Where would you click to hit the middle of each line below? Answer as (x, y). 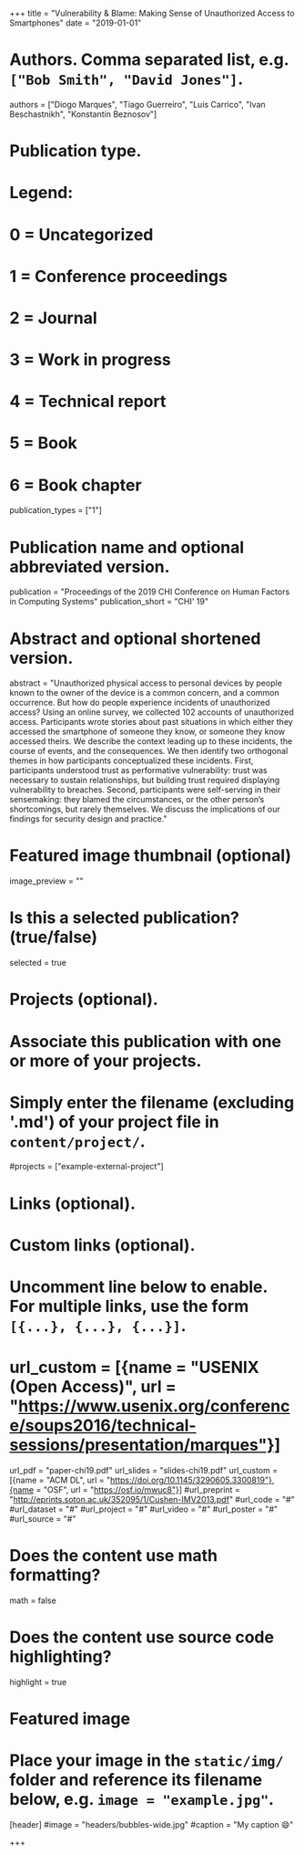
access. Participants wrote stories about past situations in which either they (151, 722)
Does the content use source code (142, 1637)
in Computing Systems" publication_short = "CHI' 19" (109, 602)
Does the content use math (114, 1556)
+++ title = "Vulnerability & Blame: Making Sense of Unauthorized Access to (152, 13)
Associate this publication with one (146, 1041)
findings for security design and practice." (88, 819)
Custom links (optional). (102, 1245)
